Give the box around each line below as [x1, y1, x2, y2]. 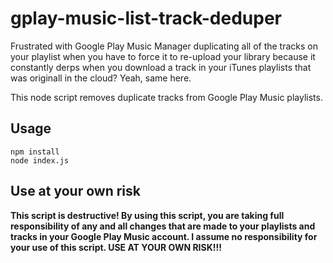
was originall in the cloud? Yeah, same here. [10, 72, 192, 84]
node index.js [10, 155, 70, 166]
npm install [10, 147, 60, 157]
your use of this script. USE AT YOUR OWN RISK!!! [10, 241, 222, 253]
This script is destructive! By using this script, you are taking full [10, 209, 285, 221]
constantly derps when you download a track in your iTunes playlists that [10, 61, 312, 73]
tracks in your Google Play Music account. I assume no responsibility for [10, 230, 318, 242]
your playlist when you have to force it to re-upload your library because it [10, 50, 316, 62]
